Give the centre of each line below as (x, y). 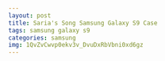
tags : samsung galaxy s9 (49, 30)
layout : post (30, 15)
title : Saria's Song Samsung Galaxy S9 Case (83, 23)
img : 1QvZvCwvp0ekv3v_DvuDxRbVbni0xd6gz (76, 45)
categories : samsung (42, 38)
